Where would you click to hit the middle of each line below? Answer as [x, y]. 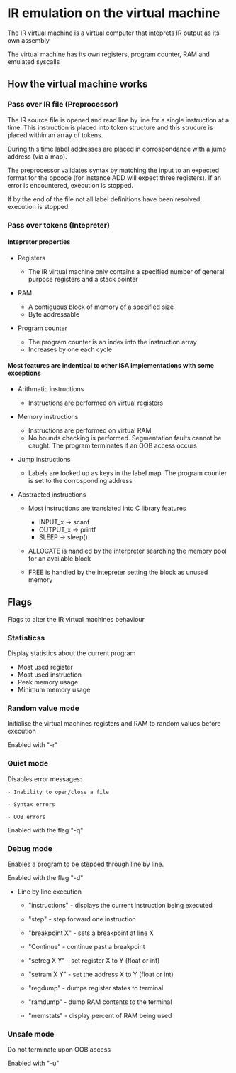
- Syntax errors [31, 804]
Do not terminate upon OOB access [59, 1050]
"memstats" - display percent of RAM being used [100, 1015]
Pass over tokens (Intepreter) [58, 225]
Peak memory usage [48, 682]
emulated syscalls [34, 61]
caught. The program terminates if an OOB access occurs [112, 445]
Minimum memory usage [54, 690]
